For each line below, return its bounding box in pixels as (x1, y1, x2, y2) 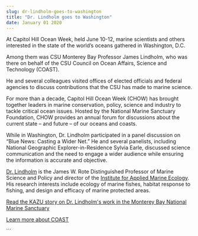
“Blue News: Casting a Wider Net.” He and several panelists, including (6, 138, 176, 145)
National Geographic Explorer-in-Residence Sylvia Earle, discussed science (6, 144, 191, 151)
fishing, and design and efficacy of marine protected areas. (6, 187, 151, 194)
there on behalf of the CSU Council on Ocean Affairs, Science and (6, 60, 167, 67)
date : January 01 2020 (6, 19, 62, 25)
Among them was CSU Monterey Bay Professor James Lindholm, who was (6, 54, 188, 61)
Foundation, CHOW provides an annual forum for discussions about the (6, 114, 180, 121)
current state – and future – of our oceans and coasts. (6, 120, 138, 127)
